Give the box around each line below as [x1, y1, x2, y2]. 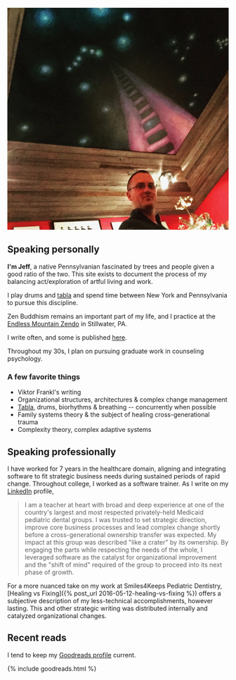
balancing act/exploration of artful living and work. [7, 277, 153, 285]
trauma [17, 418, 39, 426]
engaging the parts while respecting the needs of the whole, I [24, 545, 203, 554]
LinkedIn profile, [7, 487, 54, 495]
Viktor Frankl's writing [17, 388, 81, 397]
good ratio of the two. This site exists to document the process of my [7, 269, 207, 278]
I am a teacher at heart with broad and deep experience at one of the [24, 500, 225, 509]
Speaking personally [7, 244, 100, 256]
